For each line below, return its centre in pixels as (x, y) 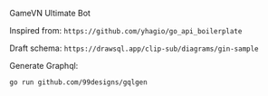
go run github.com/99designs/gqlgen (78, 82)
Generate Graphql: (44, 66)
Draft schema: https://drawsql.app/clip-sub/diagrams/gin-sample (134, 48)
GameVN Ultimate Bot (50, 13)
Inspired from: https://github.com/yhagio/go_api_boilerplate (126, 30)
